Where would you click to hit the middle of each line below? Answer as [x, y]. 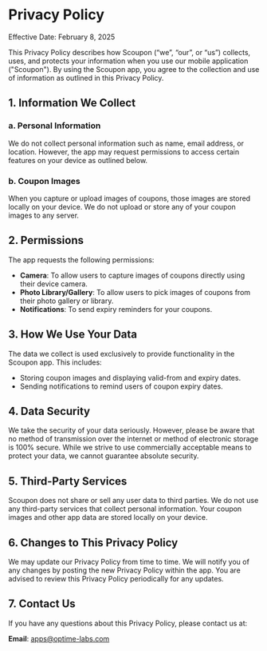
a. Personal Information [55, 126]
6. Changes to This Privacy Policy [93, 543]
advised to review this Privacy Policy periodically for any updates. [116, 578]
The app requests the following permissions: [81, 260]
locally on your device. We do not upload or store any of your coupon [122, 206]
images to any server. [44, 215]
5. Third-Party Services [68, 481]
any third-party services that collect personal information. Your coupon [125, 509]
